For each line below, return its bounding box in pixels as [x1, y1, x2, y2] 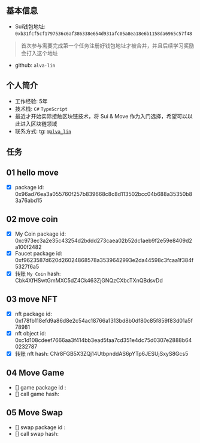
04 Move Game [6, 368, 65, 378]
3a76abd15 [14, 197, 43, 204]
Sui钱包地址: [14, 23, 46, 30]
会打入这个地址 [20, 49, 58, 57]
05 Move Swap [6, 408, 63, 418]
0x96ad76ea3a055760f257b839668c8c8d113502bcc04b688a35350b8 [14, 190, 193, 197]
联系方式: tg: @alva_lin [14, 127, 72, 135]
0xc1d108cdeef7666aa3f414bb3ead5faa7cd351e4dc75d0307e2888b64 [14, 336, 192, 344]
